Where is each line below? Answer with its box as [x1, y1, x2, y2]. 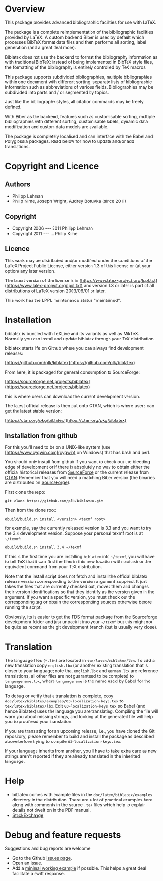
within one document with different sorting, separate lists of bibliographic [5, 79, 152, 85]
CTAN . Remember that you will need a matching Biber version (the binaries [5, 475, 155, 481]
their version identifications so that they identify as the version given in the [5, 589, 155, 595]
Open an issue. [12, 860, 43, 866]
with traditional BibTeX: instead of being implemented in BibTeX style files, [5, 59, 153, 65]
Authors [5, 180, 31, 188]
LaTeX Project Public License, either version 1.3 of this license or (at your [5, 262, 151, 269]
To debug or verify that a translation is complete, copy [5, 693, 114, 699]
